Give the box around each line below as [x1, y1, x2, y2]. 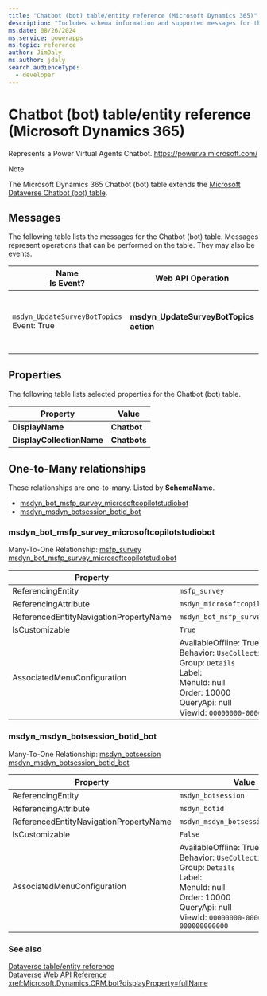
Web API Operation [154, 273, 230, 284]
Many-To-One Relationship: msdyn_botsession [8, 749, 161, 759]
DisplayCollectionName [12, 435, 103, 446]
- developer [15, 71, 56, 79]
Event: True [12, 320, 56, 331]
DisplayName [12, 422, 64, 433]
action [130, 321, 155, 332]
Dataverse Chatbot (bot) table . [8, 188, 108, 198]
